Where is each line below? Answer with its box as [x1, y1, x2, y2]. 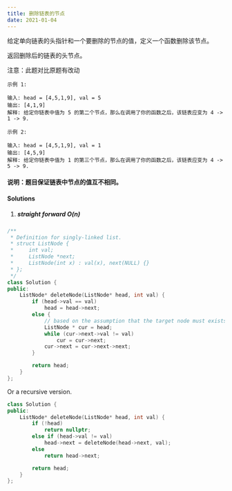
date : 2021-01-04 [7, 17, 57, 24]
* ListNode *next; [10, 253, 76, 260]
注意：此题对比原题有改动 [7, 66, 80, 74]
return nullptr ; [43, 427, 91, 434]
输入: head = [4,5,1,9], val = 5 [7, 94, 101, 101]
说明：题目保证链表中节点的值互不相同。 [7, 178, 122, 187]
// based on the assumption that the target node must [43, 317, 206, 324]
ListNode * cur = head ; [43, 324, 113, 331]
